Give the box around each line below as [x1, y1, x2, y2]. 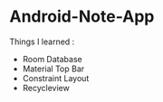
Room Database [22, 53, 83, 64]
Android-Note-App [9, 6, 155, 27]
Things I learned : [9, 36, 75, 47]
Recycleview [22, 82, 70, 93]
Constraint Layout [22, 72, 90, 83]
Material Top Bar [22, 63, 85, 74]
